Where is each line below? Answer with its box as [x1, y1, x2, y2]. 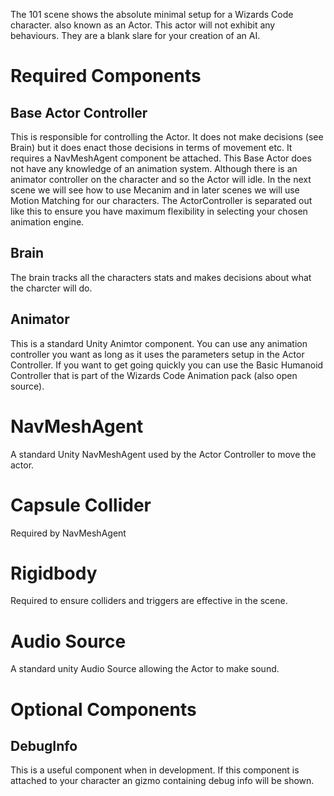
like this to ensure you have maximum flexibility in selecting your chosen [10, 205, 308, 217]
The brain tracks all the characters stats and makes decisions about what [10, 271, 312, 283]
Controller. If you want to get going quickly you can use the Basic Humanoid [10, 359, 324, 371]
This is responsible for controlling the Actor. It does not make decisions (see [10, 131, 324, 143]
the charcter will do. [10, 282, 93, 294]
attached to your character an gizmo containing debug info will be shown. [10, 775, 315, 787]
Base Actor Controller [10, 104, 148, 121]
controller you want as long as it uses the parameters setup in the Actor [10, 348, 305, 360]
